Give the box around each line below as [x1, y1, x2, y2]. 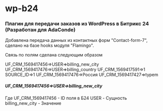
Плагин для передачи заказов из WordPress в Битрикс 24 [5, 20, 149, 27]
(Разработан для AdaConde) [5, 26, 76, 33]
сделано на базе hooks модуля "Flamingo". [5, 42, 94, 49]
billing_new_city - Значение [5, 100, 61, 106]
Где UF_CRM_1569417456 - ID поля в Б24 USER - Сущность [5, 95, 127, 101]
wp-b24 [5, 3, 39, 14]
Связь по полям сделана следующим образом [5, 52, 103, 58]
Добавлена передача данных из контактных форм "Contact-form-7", [5, 37, 148, 43]
